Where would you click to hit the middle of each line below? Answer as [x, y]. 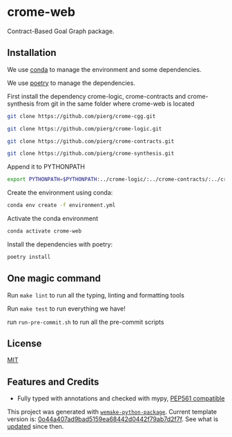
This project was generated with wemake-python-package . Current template [112, 412]
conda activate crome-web [44, 231]
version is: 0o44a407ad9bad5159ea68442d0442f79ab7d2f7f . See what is [113, 419]
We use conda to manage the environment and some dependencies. [104, 69]
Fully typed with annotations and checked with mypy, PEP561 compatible [121, 398]
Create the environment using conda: [60, 193]
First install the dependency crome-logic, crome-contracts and [97, 96]
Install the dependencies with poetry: [60, 244]
